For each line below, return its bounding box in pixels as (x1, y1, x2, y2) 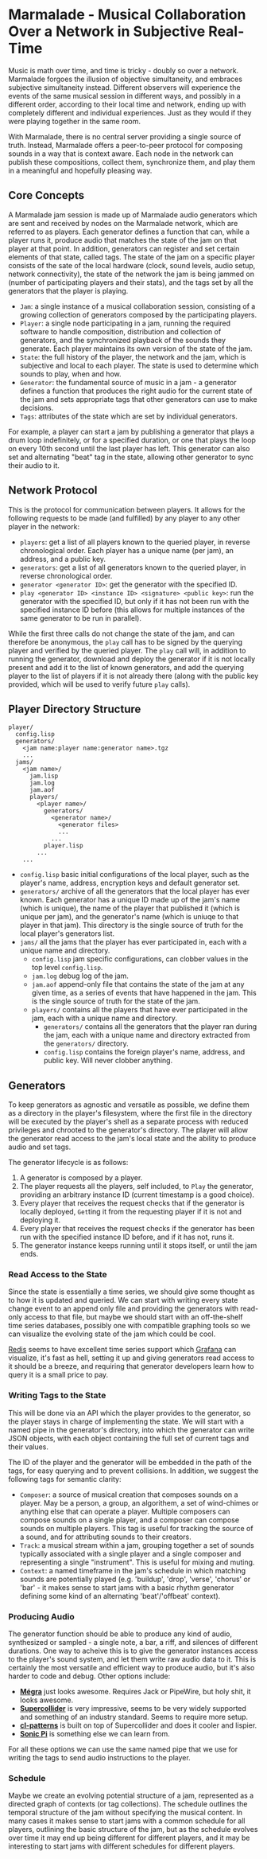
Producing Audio (8, 1611, 75, 1622)
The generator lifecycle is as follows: (8, 1158, 129, 1167)
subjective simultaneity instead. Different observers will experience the (8, 82, 241, 92)
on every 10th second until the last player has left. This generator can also (8, 443, 250, 453)
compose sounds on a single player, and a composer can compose (19, 1514, 240, 1525)
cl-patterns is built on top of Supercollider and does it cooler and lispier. (19, 1721, 257, 1730)
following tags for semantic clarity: (8, 1474, 122, 1483)
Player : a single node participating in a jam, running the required (19, 318, 231, 328)
